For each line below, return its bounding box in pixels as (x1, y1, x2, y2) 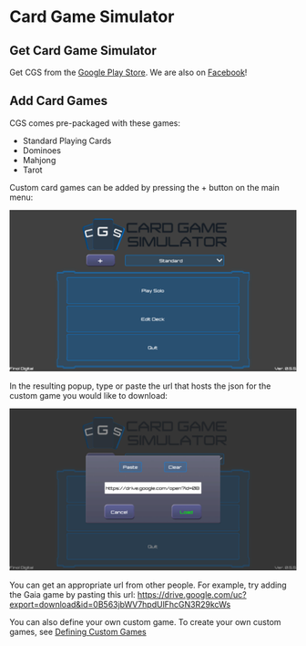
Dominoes (22, 144, 62, 156)
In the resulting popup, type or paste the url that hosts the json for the (9, 380, 271, 391)
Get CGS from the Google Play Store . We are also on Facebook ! (9, 67, 248, 78)
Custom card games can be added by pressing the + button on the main (9, 182, 280, 193)
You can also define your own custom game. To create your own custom (9, 616, 281, 627)
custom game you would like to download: (9, 391, 168, 401)
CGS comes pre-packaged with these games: (9, 117, 180, 129)
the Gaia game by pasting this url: (9, 589, 136, 599)
